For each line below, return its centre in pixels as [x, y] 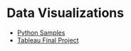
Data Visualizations [65, 13]
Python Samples [41, 33]
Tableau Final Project [48, 40]
